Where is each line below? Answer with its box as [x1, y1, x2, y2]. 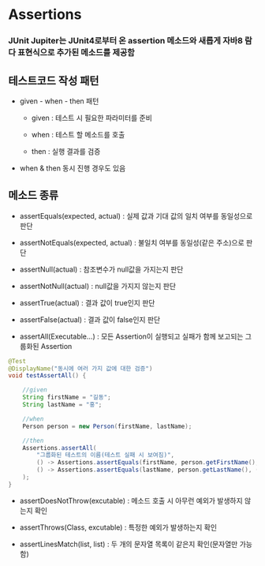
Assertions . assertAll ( [22, 444, 97, 452]
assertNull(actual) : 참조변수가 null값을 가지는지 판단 [19, 264, 184, 274]
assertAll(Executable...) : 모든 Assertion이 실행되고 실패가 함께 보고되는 [19, 332, 244, 341]
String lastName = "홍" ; [22, 401, 103, 409]
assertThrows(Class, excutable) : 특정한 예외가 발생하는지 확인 [19, 523, 218, 532]
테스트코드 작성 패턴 [8, 73, 99, 88]
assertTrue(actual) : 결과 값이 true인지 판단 [19, 298, 155, 307]
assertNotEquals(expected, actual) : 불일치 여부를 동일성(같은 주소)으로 [19, 238, 244, 247]
